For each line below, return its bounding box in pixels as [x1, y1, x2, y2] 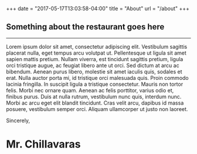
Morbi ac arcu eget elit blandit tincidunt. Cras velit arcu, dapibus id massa [6, 99, 184, 106]
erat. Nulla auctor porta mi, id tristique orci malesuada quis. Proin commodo [6, 74, 189, 81]
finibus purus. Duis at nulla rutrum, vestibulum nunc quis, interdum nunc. [6, 93, 182, 100]
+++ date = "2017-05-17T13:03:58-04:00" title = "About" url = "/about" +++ [6, 5, 189, 12]
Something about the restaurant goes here [6, 22, 165, 32]
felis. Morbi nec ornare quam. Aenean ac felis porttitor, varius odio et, [6, 86, 174, 93]
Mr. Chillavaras [6, 138, 81, 150]
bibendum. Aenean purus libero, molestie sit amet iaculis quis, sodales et [6, 68, 183, 75]
